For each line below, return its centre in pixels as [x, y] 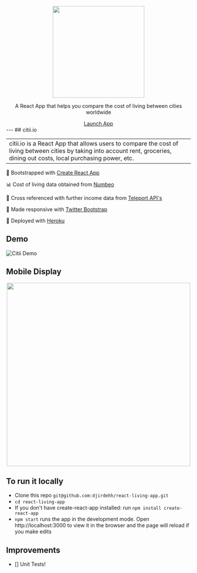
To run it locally [35, 481]
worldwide [98, 112]
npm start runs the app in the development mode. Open [82, 519]
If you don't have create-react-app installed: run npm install [88, 508]
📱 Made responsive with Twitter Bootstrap [57, 209]
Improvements [33, 550]
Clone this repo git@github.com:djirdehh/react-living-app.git [91, 496]
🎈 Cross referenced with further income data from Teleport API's [84, 198]
